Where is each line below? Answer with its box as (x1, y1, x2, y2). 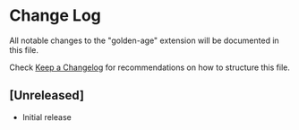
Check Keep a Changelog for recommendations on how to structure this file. (9, 62, 291, 73)
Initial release (21, 111, 72, 122)
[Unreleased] (9, 88, 85, 103)
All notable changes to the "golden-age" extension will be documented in (9, 35, 279, 46)
